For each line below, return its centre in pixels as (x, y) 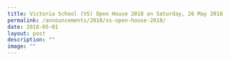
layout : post (27, 33)
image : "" (22, 46)
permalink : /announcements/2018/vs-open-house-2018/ (87, 20)
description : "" (31, 40)
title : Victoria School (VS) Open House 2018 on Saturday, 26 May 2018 (115, 14)
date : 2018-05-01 (33, 27)
